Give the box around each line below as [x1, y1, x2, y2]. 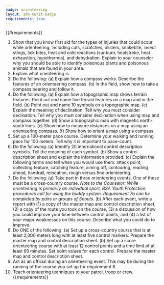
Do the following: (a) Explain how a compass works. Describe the [12, 76, 144, 82]
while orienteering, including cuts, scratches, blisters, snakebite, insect [12, 45, 156, 51]
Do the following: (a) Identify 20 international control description [12, 143, 142, 150]
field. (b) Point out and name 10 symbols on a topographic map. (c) [12, 102, 148, 108]
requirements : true [5, 16, 46, 21]
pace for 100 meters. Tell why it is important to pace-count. [12, 139, 133, 144]
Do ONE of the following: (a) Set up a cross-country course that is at [12, 227, 151, 233]
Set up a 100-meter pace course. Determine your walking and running [12, 133, 154, 139]
